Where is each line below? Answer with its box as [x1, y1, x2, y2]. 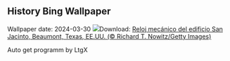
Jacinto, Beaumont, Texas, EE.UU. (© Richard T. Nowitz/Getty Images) [7, 32, 212, 40]
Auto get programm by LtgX [7, 45, 88, 54]
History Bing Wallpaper [7, 6, 111, 17]
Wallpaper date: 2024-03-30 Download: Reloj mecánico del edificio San [7, 24, 224, 33]
